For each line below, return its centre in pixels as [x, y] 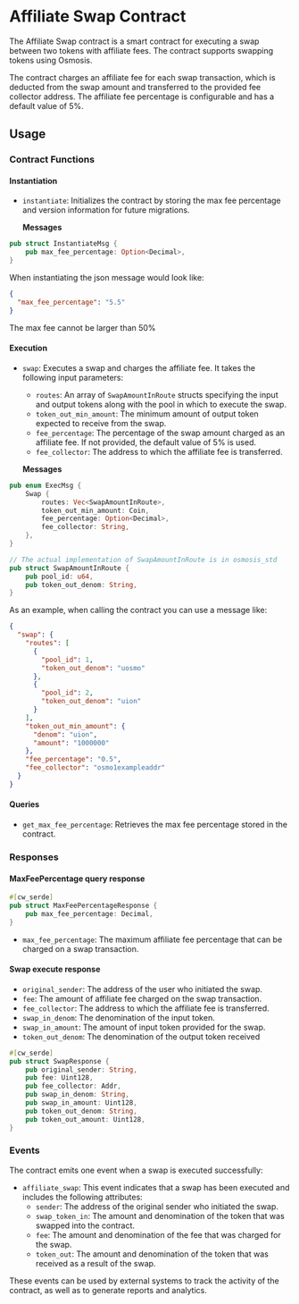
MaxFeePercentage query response [77, 879]
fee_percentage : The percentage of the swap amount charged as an [160, 433]
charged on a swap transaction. [80, 948]
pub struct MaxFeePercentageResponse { [83, 905]
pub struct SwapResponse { [59, 1061]
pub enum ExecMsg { [46, 485]
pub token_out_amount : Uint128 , [85, 1119]
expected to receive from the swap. [101, 423]
